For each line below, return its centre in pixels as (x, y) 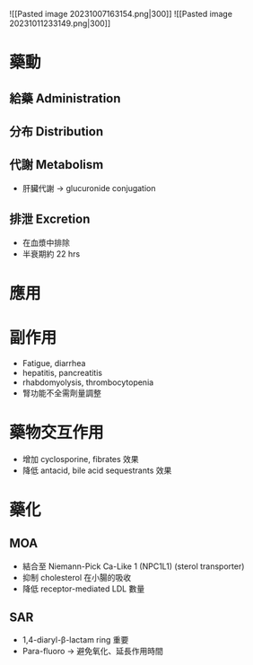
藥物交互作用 (57, 432)
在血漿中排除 (46, 242)
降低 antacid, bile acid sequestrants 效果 (97, 470)
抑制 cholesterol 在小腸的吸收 (77, 577)
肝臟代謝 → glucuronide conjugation (89, 188)
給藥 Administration (65, 98)
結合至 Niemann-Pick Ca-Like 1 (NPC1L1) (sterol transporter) (133, 566)
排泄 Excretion (50, 219)
